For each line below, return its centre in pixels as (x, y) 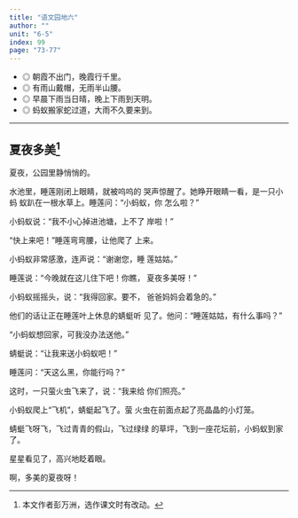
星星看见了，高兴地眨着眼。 (60, 459)
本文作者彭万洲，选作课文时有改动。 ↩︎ (93, 504)
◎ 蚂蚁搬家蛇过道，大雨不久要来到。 (89, 110)
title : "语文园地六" (43, 17)
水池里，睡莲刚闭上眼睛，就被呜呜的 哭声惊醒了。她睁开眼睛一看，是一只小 (146, 191)
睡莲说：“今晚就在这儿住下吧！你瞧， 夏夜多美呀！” (103, 278)
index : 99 (27, 42)
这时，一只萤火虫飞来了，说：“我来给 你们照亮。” (98, 390)
